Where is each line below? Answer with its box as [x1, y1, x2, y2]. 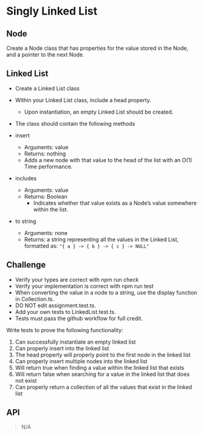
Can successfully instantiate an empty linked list [15, 338, 136, 346]
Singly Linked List [6, 4, 98, 18]
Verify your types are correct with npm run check [15, 276, 139, 283]
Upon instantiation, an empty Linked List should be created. [24, 108, 174, 115]
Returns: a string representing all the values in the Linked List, [24, 236, 179, 243]
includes [15, 174, 37, 182]
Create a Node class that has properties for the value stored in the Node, [6, 44, 188, 52]
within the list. [33, 205, 69, 213]
